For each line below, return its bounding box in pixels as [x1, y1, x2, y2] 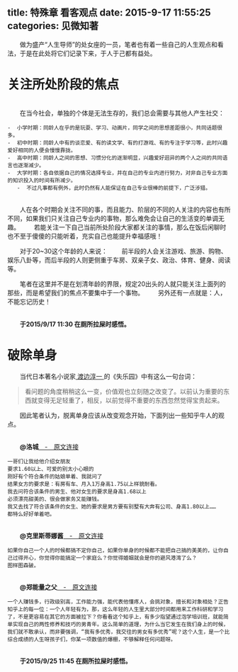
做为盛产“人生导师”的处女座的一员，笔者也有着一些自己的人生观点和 [19, 40, 218, 48]
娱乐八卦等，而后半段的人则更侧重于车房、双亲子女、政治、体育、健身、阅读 [7, 256, 231, 264]
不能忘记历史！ [7, 297, 51, 306]
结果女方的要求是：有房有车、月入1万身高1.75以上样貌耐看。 [7, 480, 161, 487]
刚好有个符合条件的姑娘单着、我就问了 [7, 473, 103, 480]
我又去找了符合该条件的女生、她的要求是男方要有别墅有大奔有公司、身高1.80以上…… [7, 503, 217, 510]
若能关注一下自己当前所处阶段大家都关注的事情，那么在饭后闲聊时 [33, 222, 227, 232]
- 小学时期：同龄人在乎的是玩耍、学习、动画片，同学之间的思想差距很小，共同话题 [7, 124, 217, 131]
